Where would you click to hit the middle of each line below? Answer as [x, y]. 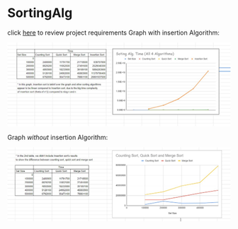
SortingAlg [40, 13]
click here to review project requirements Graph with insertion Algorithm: [113, 33]
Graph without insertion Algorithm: [58, 137]
